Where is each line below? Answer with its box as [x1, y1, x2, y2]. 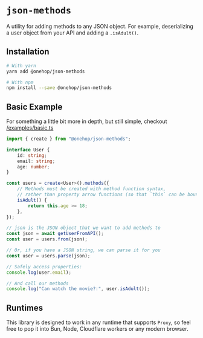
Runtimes [6, 302, 43, 313]
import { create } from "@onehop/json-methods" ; [6, 136, 131, 142]
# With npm [6, 79, 34, 85]
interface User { [6, 147, 50, 153]
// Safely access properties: [6, 263, 83, 270]
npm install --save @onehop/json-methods [6, 85, 112, 91]
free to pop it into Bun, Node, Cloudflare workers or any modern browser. [6, 325, 188, 333]
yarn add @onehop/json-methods [6, 68, 85, 75]
